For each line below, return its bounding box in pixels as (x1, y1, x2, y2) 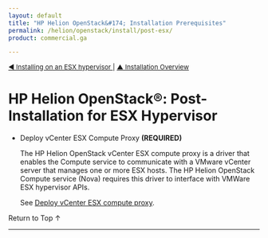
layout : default (8, 11, 62, 20)
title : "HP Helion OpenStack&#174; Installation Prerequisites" (8, 19, 227, 27)
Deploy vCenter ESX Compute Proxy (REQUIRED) (19, 133, 182, 143)
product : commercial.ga (8, 33, 88, 42)
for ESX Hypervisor (87, 107, 218, 125)
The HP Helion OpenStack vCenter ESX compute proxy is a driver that (19, 149, 250, 158)
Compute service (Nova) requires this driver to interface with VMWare (19, 174, 250, 184)
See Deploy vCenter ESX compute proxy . (19, 198, 155, 208)
